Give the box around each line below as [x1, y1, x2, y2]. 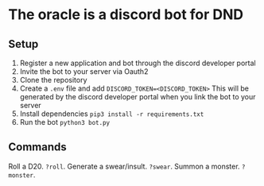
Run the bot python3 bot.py [19, 118, 110, 126]
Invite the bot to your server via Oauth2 [19, 67, 149, 76]
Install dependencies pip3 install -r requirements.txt [19, 109, 204, 118]
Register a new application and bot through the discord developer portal [19, 58, 256, 68]
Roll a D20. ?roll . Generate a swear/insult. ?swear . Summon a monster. [8, 161, 240, 171]
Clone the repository [19, 76, 87, 84]
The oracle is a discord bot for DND [8, 6, 244, 24]
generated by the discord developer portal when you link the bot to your [19, 92, 256, 101]
